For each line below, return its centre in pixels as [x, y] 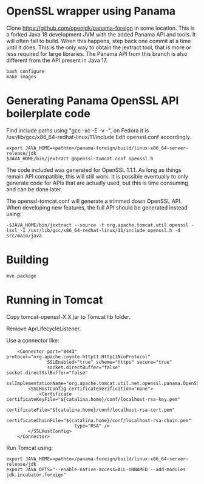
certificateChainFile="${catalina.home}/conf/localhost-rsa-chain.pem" [99, 420]
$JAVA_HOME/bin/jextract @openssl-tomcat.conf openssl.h [80, 158]
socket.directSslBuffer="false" [47, 373]
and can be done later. [34, 189]
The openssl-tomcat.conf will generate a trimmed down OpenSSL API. [94, 201]
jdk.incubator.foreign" [36, 475]
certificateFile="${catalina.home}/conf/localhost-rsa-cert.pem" [90, 410]
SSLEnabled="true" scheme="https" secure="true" [110, 362]
